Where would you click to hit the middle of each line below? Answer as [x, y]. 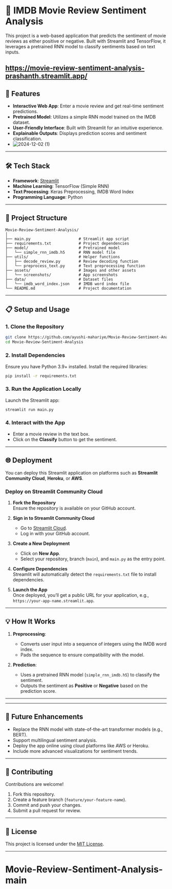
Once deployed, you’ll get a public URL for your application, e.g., [81, 595]
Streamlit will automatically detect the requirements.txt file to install [84, 574]
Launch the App [30, 590]
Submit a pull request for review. [47, 810]
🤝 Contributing [29, 772]
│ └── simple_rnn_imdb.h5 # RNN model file [60, 252]
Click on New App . [40, 553]
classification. [27, 139]
